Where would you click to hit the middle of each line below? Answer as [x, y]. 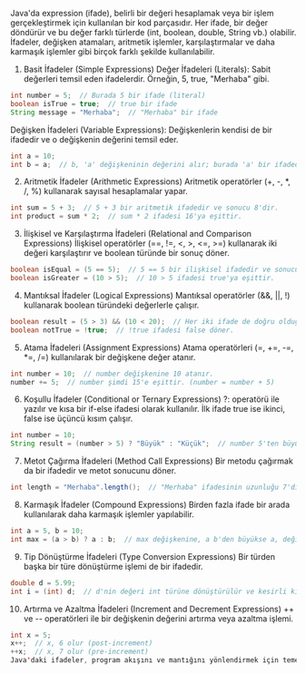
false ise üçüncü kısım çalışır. [78, 419]
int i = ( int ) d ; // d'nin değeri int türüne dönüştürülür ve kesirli [148, 591]
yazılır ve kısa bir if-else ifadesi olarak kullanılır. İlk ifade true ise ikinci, [154, 409]
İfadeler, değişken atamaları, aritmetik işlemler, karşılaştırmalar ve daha [143, 42]
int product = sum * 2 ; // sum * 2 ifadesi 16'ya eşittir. [127, 217]
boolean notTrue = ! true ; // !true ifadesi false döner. [122, 330]
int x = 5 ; [31, 635]
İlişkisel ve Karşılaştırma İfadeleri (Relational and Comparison [138, 234]
